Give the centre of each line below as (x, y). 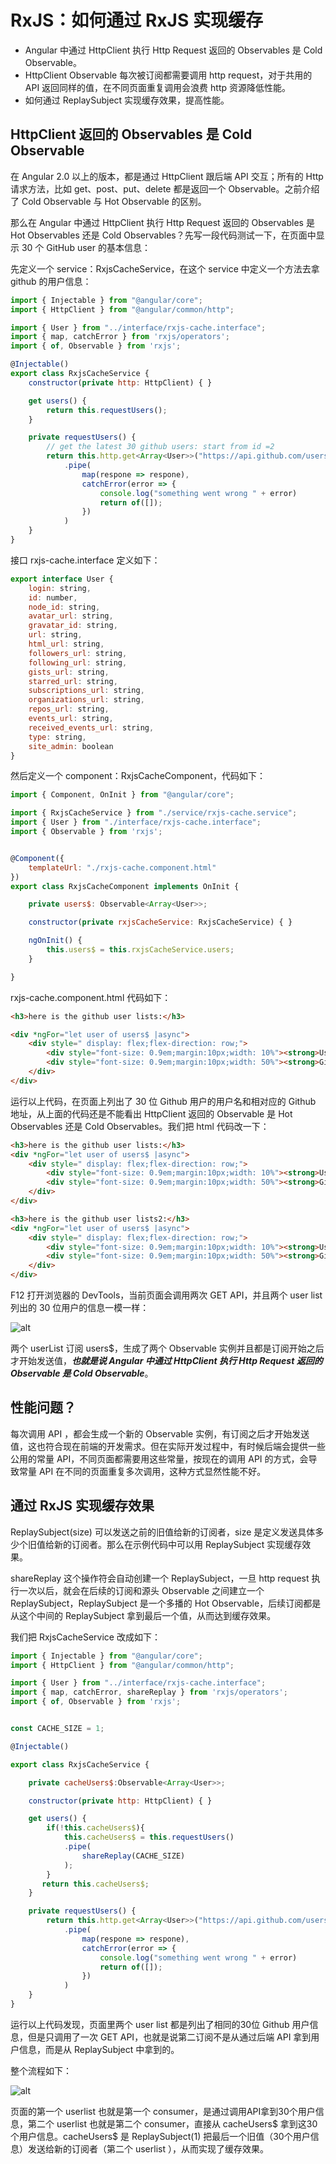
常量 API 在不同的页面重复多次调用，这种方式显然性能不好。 (142, 1471)
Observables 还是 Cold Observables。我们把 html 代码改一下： (140, 1126)
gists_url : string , (69, 672)
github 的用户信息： (51, 281)
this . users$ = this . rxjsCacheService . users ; (140, 950)
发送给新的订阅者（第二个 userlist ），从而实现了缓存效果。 (148, 2148)
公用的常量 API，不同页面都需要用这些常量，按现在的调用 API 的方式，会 (159, 1458)
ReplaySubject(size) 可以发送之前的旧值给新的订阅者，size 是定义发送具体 (163, 1532)
